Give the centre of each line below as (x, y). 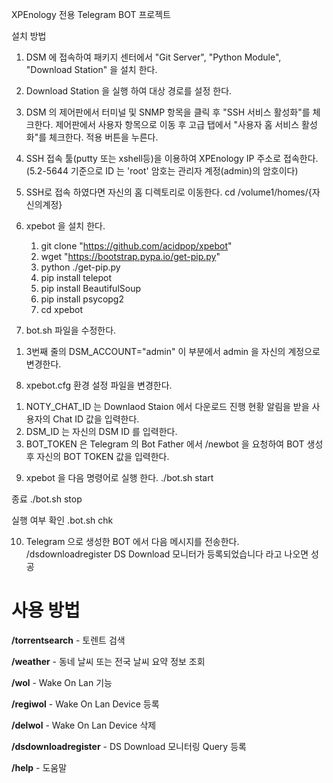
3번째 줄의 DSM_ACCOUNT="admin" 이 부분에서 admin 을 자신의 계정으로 (173, 351)
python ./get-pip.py (80, 267)
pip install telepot (76, 277)
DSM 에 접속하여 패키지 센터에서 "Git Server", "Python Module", (153, 57)
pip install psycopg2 (82, 299)
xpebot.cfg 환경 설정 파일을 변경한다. (99, 385)
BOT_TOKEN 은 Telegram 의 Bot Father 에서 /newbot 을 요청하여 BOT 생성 (174, 444)
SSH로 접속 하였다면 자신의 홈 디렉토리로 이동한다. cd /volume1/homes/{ (169, 192)
